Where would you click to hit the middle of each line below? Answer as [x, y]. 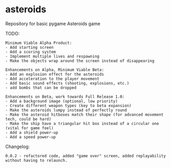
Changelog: [17, 146]
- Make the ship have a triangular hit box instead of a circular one [82, 123]
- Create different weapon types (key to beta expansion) [68, 106]
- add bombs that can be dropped [41, 88]
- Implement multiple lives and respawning [52, 56]
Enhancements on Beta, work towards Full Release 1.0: [65, 97]
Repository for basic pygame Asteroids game [53, 24]
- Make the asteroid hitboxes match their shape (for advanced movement [84, 114]
